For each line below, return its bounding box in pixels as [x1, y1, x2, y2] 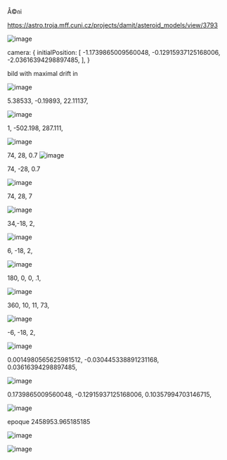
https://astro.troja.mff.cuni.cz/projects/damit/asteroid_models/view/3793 [7, 21, 218, 29]
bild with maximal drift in [7, 70, 79, 77]
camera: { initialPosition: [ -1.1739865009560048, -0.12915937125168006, [7, 49, 221, 56]
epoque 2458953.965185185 [7, 418, 91, 426]
